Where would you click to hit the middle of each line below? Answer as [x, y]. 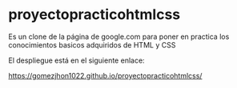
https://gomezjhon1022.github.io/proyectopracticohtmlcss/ [105, 75]
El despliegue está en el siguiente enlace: [77, 60]
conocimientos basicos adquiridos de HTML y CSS [92, 44]
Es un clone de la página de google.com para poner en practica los [119, 36]
